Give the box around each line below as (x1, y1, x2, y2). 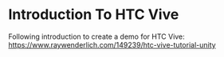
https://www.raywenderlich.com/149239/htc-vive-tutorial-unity (8, 40, 217, 49)
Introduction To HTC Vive (8, 6, 179, 24)
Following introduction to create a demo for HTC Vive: (8, 32, 185, 41)
